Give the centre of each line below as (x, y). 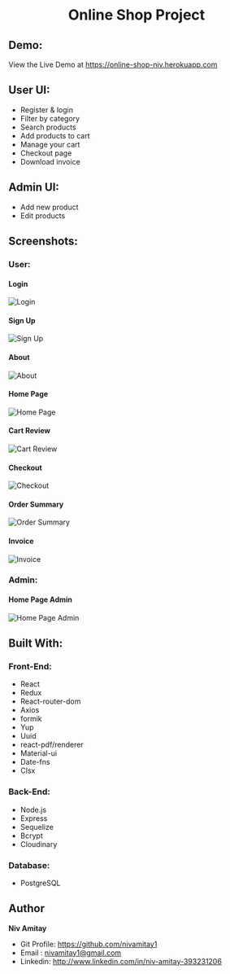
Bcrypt (31, 836)
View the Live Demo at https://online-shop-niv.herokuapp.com (113, 64)
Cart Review (30, 431)
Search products (48, 127)
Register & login (46, 110)
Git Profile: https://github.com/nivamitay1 (89, 944)
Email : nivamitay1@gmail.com (71, 952)
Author (26, 908)
